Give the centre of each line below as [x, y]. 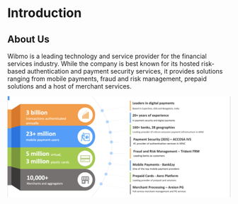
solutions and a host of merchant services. [70, 86]
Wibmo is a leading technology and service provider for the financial [107, 56]
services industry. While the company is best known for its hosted [103, 64]
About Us [28, 39]
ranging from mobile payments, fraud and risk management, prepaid [107, 79]
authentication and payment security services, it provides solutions [125, 71]
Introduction [45, 13]
